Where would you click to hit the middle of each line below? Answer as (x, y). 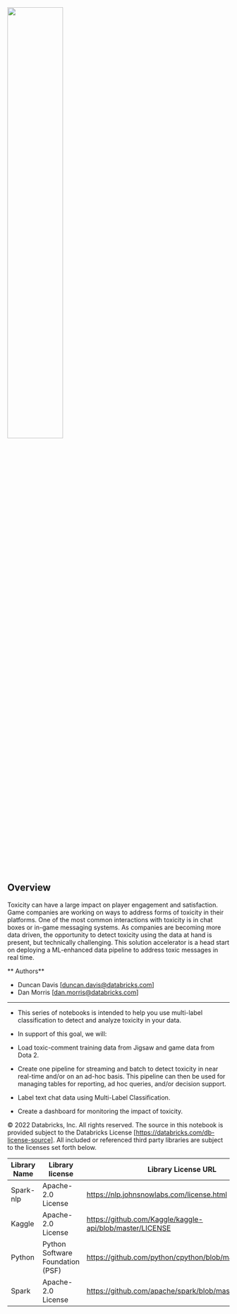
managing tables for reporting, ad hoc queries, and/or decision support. (122, 1083)
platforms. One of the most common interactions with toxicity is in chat (110, 919)
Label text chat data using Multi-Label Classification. (94, 1097)
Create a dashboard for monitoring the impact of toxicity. (100, 1111)
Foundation (61, 1262)
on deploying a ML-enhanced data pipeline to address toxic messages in (113, 950)
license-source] (30, 1140)
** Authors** (26, 971)
